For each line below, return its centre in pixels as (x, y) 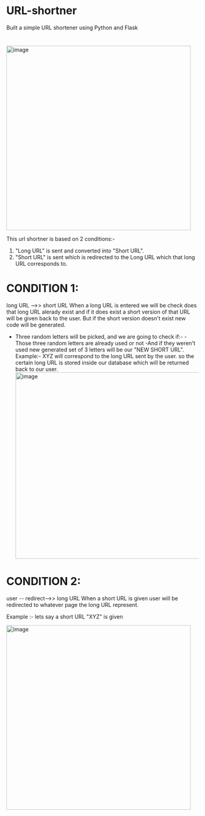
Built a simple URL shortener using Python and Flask (72, 28)
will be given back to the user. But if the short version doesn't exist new (96, 318)
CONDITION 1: (43, 289)
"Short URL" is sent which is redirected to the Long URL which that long (105, 257)
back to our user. (36, 369)
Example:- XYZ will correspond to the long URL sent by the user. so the (105, 356)
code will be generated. (36, 325)
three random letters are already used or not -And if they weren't (114, 344)
